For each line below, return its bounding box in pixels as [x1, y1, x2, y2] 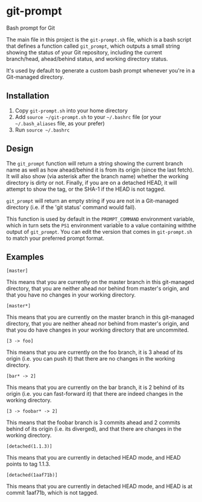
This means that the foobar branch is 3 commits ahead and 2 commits [6, 419, 181, 426]
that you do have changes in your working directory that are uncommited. [6, 326, 189, 333]
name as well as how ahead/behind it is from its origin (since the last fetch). [6, 166, 194, 173]
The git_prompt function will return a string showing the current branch [6, 159, 183, 167]
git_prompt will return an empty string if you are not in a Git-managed [6, 197, 179, 204]
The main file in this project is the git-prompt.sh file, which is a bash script [6, 36, 192, 43]
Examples [6, 252, 44, 262]
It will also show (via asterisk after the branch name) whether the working [6, 172, 189, 179]
